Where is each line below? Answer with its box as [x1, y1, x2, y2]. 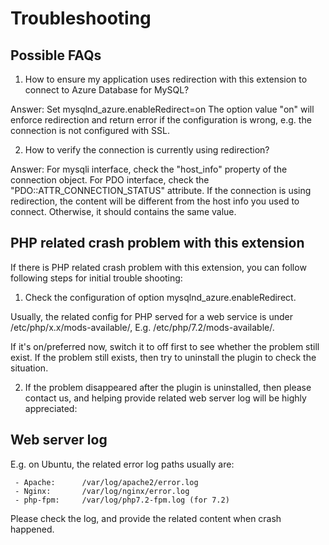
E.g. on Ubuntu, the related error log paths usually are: [10, 458, 235, 470]
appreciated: [24, 402, 78, 414]
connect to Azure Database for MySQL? [24, 84, 190, 96]
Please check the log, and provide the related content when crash [10, 512, 282, 524]
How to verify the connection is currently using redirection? [24, 144, 270, 156]
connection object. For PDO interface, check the [10, 174, 210, 186]
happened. [10, 523, 55, 535]
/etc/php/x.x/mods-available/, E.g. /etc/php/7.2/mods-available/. [10, 321, 275, 333]
